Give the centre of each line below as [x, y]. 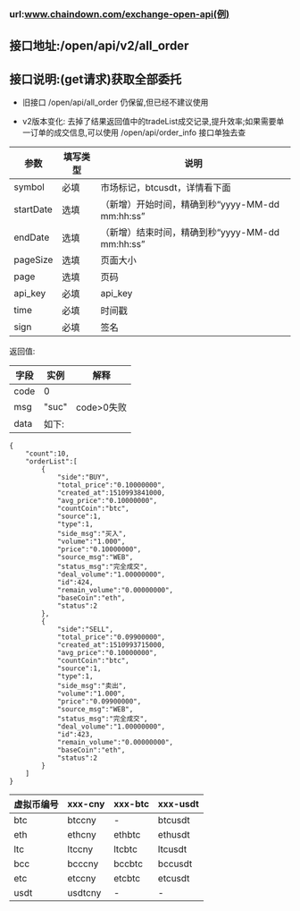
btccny [82, 821]
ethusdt [174, 835]
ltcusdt [172, 849]
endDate [32, 237]
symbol [29, 187]
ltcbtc [125, 849]
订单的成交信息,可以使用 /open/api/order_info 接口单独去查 [138, 132]
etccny [82, 879]
